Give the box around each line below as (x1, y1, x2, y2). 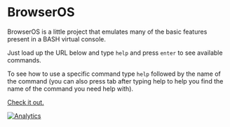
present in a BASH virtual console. (7, 34, 107, 43)
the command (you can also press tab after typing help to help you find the (7, 76, 224, 85)
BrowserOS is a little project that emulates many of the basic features (7, 27, 208, 36)
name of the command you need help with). (7, 84, 134, 93)
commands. (7, 55, 42, 64)
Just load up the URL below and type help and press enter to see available (7, 48, 223, 57)
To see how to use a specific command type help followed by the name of (7, 69, 221, 78)
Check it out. (7, 98, 44, 106)
